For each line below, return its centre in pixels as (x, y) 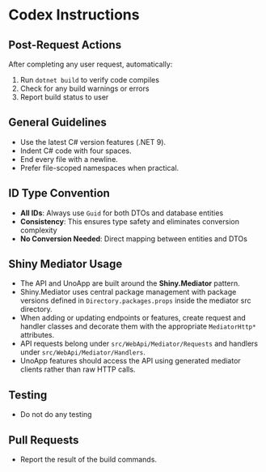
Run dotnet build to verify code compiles (90, 80)
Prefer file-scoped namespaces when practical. (99, 168)
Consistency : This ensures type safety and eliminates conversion (130, 221)
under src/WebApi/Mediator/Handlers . (82, 352)
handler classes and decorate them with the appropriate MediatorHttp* (138, 326)
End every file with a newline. (69, 159)
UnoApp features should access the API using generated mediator (130, 361)
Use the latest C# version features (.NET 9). (93, 142)
